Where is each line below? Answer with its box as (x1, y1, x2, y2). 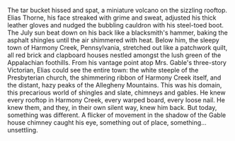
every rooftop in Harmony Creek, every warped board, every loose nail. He (7, 96, 225, 104)
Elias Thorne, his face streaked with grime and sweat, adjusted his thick (7, 13, 217, 22)
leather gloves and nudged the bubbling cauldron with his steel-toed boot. (7, 21, 224, 29)
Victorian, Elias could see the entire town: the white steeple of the (7, 66, 199, 74)
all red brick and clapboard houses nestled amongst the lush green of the (7, 51, 222, 59)
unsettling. (7, 126, 38, 134)
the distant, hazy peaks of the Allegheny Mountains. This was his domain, (7, 81, 222, 89)
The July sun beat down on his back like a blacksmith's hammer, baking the (7, 28, 228, 37)
